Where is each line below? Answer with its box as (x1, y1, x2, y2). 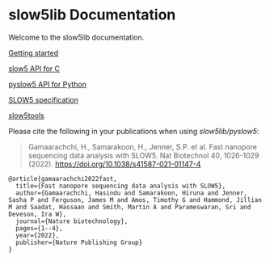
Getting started (8, 48, 59, 57)
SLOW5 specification (8, 95, 78, 104)
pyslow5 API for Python (8, 79, 86, 89)
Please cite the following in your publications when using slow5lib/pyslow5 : (8, 126, 259, 136)
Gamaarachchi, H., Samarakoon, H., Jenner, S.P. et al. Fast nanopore (27, 141, 257, 151)
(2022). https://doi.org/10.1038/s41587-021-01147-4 (27, 159, 201, 169)
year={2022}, (15, 231, 60, 239)
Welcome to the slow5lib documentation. (8, 32, 145, 42)
